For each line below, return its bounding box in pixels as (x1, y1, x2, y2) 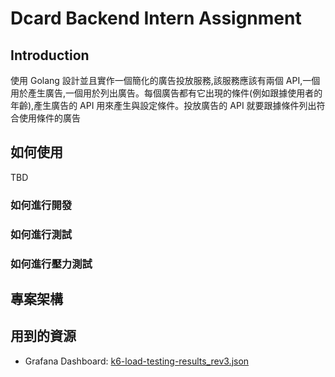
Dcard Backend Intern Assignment (10, 7, 302, 30)
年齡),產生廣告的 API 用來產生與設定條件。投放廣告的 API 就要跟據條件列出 (10, 100, 317, 111)
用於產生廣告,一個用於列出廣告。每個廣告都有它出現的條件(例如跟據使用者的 (10, 87, 323, 99)
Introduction (10, 47, 90, 64)
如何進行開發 (10, 198, 73, 212)
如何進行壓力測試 (10, 257, 93, 271)
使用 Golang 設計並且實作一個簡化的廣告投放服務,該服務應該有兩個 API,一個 (10, 75, 321, 86)
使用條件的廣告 (18, 112, 81, 124)
